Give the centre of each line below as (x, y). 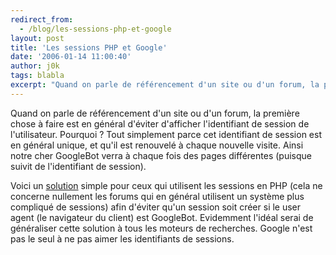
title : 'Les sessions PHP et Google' (89, 47)
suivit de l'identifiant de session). (78, 166)
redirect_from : (42, 19)
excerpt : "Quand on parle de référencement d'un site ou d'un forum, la (165, 85)
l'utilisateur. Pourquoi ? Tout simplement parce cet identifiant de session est (166, 134)
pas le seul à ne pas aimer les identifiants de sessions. (122, 238)
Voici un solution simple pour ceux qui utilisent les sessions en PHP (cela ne (166, 185)
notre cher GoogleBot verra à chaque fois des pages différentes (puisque (161, 155)
